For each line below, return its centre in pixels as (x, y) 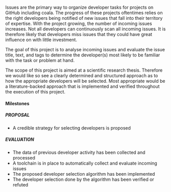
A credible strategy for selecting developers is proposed (72, 128)
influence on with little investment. (41, 40)
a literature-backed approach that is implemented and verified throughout (82, 86)
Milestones (17, 103)
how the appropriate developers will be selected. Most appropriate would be (85, 81)
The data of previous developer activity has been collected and (79, 152)
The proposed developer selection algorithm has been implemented (84, 174)
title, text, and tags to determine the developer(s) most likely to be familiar (83, 55)
